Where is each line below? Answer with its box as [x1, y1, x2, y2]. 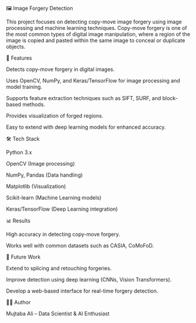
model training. [6, 84, 43, 90]
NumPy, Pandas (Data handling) [6, 171, 83, 178]
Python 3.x [6, 149, 32, 156]
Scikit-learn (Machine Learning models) [6, 194, 102, 201]
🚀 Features [6, 54, 32, 61]
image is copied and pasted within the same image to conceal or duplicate [6, 37, 185, 44]
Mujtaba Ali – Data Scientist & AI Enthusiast [6, 310, 110, 317]
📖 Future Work [6, 253, 41, 260]
